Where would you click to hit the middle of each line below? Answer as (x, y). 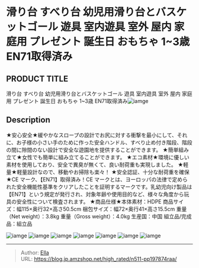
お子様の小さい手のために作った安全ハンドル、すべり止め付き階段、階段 (104, 142)
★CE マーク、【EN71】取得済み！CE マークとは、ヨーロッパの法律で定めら (97, 179)
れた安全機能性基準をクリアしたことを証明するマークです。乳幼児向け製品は (99, 186)
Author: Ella (35, 253)
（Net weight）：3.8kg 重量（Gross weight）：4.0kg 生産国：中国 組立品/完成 (99, 216)
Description (28, 120)
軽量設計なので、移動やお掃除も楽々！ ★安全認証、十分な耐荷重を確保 (103, 172)
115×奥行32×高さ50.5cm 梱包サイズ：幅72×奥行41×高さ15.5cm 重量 (104, 209)
